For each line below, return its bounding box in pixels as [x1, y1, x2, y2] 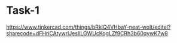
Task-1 [6, 4, 40, 17]
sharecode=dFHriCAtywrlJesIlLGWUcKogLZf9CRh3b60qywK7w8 [6, 29, 169, 36]
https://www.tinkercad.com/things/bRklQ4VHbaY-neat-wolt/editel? [6, 23, 171, 30]
